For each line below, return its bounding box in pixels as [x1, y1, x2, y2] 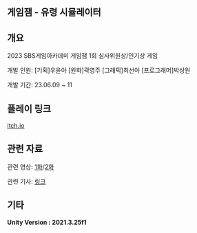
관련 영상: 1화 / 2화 [7, 162, 54, 170]
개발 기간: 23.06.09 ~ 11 [7, 81, 72, 89]
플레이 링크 [7, 102, 52, 115]
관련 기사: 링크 [7, 177, 46, 186]
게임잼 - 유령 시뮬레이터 [7, 6, 101, 19]
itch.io [7, 122, 25, 130]
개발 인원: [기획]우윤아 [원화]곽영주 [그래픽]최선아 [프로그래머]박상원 [7, 66, 191, 74]
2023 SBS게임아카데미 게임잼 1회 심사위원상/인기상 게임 [7, 52, 158, 60]
